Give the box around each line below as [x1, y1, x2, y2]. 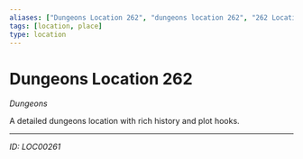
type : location [9, 30, 67, 39]
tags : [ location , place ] [9, 22, 103, 31]
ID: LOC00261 [9, 141, 61, 153]
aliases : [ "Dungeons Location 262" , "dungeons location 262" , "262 [9, 13, 269, 22]
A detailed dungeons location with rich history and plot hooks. [9, 116, 241, 127]
